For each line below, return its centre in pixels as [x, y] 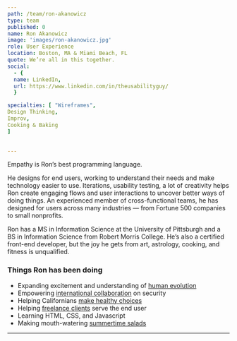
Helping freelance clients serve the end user [82, 308]
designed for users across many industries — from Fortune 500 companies [116, 208]
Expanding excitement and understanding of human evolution [107, 285]
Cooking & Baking [33, 125]
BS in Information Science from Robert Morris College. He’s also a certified [116, 237]
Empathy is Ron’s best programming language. [75, 164]
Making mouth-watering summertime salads [82, 323]
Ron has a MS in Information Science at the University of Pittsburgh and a [114, 229]
